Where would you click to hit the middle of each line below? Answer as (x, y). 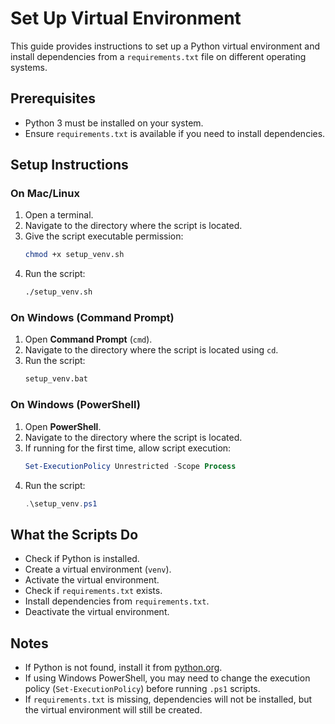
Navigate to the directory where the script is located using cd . (151, 350)
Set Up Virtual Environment (126, 18)
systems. (29, 67)
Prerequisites (53, 98)
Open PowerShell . (63, 426)
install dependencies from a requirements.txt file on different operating (158, 56)
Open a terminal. (59, 215)
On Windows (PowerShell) (75, 405)
